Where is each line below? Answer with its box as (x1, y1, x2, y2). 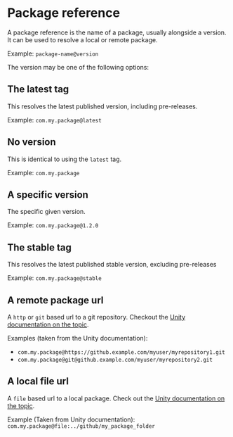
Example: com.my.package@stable (7, 274, 102, 282)
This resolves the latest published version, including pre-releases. (7, 102, 198, 110)
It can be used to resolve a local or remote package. (7, 35, 158, 44)
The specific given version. (7, 208, 86, 216)
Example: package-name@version (7, 49, 99, 58)
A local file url (7, 375, 69, 388)
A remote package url (7, 294, 104, 306)
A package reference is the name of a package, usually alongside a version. (7, 28, 227, 37)
